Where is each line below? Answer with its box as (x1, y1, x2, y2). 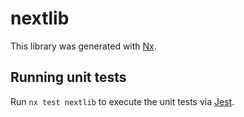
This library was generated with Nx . (10, 40, 157, 52)
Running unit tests (10, 69, 127, 86)
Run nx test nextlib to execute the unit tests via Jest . (10, 95, 235, 107)
